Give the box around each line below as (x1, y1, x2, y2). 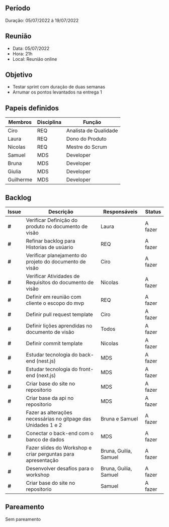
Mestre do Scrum (66, 143, 107, 150)
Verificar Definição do (26, 217, 78, 224)
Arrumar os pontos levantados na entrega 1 (12, 89, 102, 95)
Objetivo (5, 70, 33, 79)
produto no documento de (26, 223, 88, 230)
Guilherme (8, 176, 33, 183)
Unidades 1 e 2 (26, 422, 62, 429)
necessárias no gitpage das (26, 415, 92, 422)
